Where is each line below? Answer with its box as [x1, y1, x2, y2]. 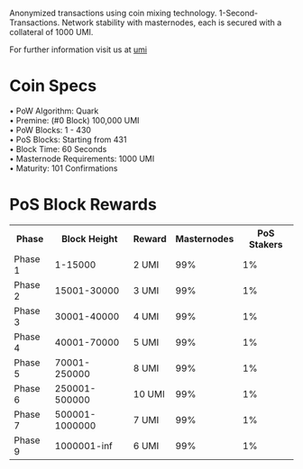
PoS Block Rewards [9, 194, 158, 215]
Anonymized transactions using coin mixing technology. [9, 8, 217, 18]
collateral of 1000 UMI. [9, 27, 94, 37]
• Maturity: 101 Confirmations [9, 162, 118, 174]
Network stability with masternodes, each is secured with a [61, 17, 282, 28]
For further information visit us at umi [9, 44, 147, 55]
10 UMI [133, 387, 165, 400]
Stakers [249, 238, 283, 250]
